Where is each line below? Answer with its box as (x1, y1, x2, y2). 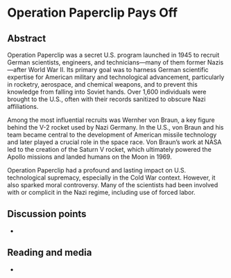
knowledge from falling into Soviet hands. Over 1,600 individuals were (7, 88, 207, 96)
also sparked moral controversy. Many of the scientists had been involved (7, 181, 219, 189)
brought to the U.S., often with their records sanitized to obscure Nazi (7, 95, 206, 103)
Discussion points (7, 208, 87, 220)
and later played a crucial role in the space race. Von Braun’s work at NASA (7, 138, 222, 146)
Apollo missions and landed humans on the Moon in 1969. (7, 153, 172, 161)
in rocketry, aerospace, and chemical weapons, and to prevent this (7, 80, 198, 88)
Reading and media (7, 247, 92, 259)
